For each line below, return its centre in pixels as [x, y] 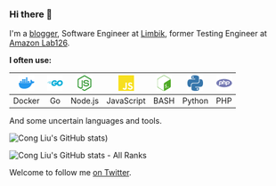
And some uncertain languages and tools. [85, 120]
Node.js [85, 101]
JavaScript [126, 101]
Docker [26, 101]
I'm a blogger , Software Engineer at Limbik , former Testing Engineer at [138, 34]
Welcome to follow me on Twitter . [70, 172]
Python [195, 101]
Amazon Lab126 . [40, 43]
